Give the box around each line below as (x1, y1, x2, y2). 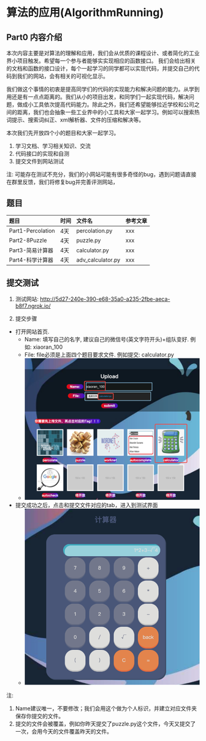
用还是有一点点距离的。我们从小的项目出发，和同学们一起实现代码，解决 (6, 93, 189, 100)
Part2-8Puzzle (9, 237, 47, 244)
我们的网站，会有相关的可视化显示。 (17, 72, 109, 80)
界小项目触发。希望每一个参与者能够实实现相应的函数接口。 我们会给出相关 (6, 57, 196, 64)
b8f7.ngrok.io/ (15, 302, 51, 309)
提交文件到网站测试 (15, 158, 64, 165)
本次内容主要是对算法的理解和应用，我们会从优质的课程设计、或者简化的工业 (6, 50, 200, 56)
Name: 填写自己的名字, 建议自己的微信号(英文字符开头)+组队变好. (24, 335, 189, 343)
